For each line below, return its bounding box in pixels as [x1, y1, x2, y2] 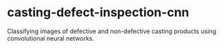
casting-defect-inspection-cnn [7, 5, 190, 20]
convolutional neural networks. [7, 34, 95, 42]
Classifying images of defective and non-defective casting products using [7, 27, 217, 35]
